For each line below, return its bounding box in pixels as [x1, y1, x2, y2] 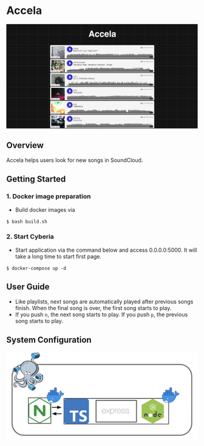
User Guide [6, 282, 50, 292]
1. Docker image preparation [6, 192, 91, 201]
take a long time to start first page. [15, 252, 102, 260]
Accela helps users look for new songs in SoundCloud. [6, 156, 143, 164]
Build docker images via [15, 206, 75, 213]
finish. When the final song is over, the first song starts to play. [15, 304, 172, 311]
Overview [6, 140, 44, 150]
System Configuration [6, 335, 92, 345]
